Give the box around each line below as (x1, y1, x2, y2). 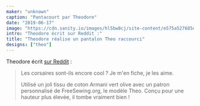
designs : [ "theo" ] (6, 42, 52, 48)
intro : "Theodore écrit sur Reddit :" (6, 31, 102, 37)
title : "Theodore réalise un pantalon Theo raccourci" (6, 36, 145, 42)
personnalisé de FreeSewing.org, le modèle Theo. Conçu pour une (20, 87, 185, 94)
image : (6, 25, 23, 31)
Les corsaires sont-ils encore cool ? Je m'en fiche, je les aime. (20, 69, 174, 76)
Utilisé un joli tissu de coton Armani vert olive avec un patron (20, 81, 170, 88)
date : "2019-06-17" (6, 20, 55, 25)
